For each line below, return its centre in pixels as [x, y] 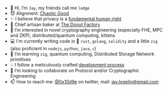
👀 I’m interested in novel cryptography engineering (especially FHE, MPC [86, 30]
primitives [20, 59]
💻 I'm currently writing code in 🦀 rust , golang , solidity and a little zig [84, 41]
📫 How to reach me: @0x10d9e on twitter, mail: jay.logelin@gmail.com [84, 82]
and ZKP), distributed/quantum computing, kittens [63, 35]
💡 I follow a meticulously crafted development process [67, 65]
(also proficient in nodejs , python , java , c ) [53, 48]
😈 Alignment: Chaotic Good [39, 13]
